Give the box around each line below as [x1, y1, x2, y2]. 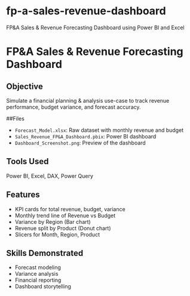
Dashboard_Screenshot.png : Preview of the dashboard [14, 139, 146, 146]
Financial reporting [14, 276, 62, 284]
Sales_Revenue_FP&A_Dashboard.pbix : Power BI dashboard [14, 132, 157, 140]
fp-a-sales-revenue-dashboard [6, 4, 166, 18]
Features [6, 190, 40, 200]
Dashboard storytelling [14, 283, 72, 290]
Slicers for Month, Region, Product [14, 231, 100, 238]
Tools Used [6, 156, 49, 166]
